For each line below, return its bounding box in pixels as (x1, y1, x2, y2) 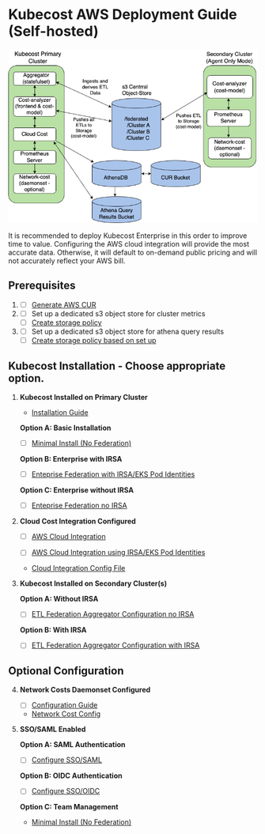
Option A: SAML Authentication (19, 740, 126, 749)
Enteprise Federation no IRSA (31, 500, 128, 511)
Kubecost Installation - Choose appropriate (8, 359, 226, 372)
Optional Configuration (8, 664, 124, 677)
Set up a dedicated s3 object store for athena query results (31, 326, 224, 337)
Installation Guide (31, 408, 89, 417)
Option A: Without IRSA (19, 594, 99, 604)
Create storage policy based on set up (31, 336, 157, 345)
